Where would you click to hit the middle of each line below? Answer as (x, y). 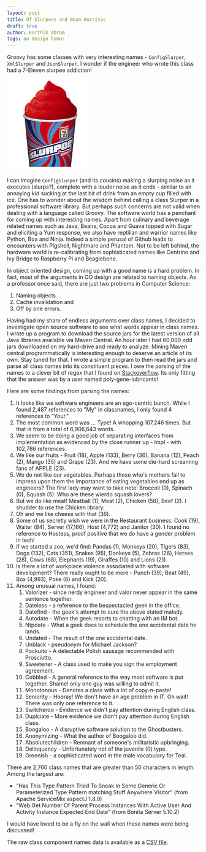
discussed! (21, 831)
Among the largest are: (36, 774)
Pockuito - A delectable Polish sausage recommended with (100, 651)
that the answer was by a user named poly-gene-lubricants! (82, 379)
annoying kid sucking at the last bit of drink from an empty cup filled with (99, 193)
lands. (33, 631)
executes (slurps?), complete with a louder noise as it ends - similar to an (99, 187)
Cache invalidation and (45, 302)
